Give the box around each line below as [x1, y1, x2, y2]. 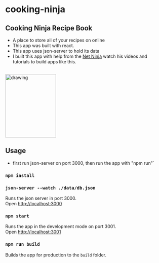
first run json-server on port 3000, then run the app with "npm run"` [12, 160, 154, 166]
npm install [5, 172, 35, 178]
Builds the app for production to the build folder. [5, 252, 107, 258]
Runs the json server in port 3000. [5, 195, 77, 201]
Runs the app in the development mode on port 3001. [5, 223, 116, 230]
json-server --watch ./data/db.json [5, 185, 96, 191]
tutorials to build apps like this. [12, 59, 77, 64]
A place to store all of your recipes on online [12, 37, 105, 43]
